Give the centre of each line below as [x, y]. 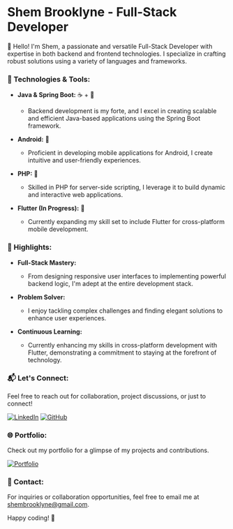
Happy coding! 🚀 [31, 518]
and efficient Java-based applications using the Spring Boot [114, 119]
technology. [45, 359]
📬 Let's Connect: [38, 378]
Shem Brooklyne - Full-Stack [92, 12]
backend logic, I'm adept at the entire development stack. [111, 283]
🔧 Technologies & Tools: [49, 79]
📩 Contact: [25, 482]
